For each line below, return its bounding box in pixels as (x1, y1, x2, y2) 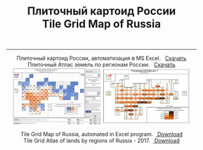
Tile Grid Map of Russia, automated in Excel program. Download (20, 130, 183, 137)
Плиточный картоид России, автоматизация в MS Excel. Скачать (16, 54, 187, 62)
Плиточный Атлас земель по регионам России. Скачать (27, 60, 176, 68)
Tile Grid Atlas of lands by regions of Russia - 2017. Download (23, 137, 180, 144)
